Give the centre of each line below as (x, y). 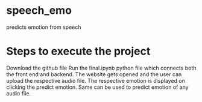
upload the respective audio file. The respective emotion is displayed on (96, 80)
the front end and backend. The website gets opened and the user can (94, 74)
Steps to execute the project (78, 51)
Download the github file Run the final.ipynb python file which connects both (101, 68)
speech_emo (39, 10)
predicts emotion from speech (44, 27)
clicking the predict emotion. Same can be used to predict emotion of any (97, 87)
